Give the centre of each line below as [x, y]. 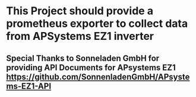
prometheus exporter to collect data [97, 24]
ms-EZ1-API [29, 86]
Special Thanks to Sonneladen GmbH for [83, 58]
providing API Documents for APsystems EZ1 [91, 68]
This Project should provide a [80, 11]
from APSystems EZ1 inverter [80, 36]
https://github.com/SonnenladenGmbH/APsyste [98, 76]
